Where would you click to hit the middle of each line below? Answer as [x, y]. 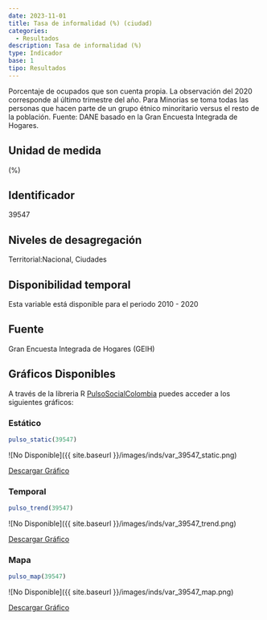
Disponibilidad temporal [70, 285]
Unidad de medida [55, 151]
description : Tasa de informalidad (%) [75, 46]
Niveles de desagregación [75, 240]
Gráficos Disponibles [62, 374]
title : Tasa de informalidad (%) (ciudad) [80, 23]
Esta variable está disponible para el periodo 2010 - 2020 [103, 304]
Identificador [41, 195]
